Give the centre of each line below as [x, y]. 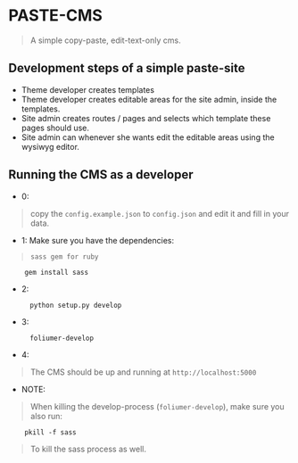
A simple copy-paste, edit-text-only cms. [105, 40]
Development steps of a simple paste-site [127, 68]
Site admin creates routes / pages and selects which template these [146, 118]
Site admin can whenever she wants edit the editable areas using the [148, 137]
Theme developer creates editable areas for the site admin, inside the [149, 99]
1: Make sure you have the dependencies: [98, 240]
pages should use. [55, 128]
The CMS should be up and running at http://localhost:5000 [143, 372]
